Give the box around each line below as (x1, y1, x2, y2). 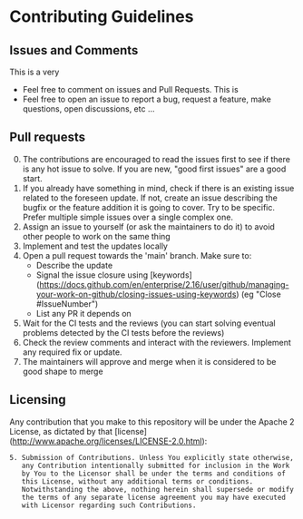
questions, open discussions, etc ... (22, 103, 155, 114)
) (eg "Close (235, 289, 281, 299)
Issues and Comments (9, 43, 139, 58)
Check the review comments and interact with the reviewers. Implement (22, 337, 292, 348)
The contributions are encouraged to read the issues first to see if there (22, 153, 290, 164)
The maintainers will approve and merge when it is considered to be (22, 356, 277, 367)
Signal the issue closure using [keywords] (35, 269, 192, 280)
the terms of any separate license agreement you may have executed (21, 493, 286, 502)
